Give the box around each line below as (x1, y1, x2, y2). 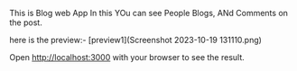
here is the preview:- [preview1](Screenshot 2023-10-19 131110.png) (9, 35, 262, 45)
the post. (9, 17, 42, 28)
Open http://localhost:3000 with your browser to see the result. (9, 52, 246, 62)
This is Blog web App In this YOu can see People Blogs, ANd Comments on (9, 8, 289, 18)
